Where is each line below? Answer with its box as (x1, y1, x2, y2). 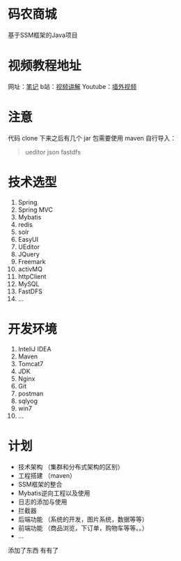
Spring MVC (17, 205, 54, 214)
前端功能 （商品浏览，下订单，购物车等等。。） (17, 523, 148, 532)
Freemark (17, 257, 46, 265)
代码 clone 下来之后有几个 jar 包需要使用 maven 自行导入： (8, 133, 177, 142)
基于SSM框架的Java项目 (8, 31, 78, 39)
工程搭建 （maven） (17, 471, 76, 479)
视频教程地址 (8, 58, 82, 74)
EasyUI (17, 235, 39, 243)
